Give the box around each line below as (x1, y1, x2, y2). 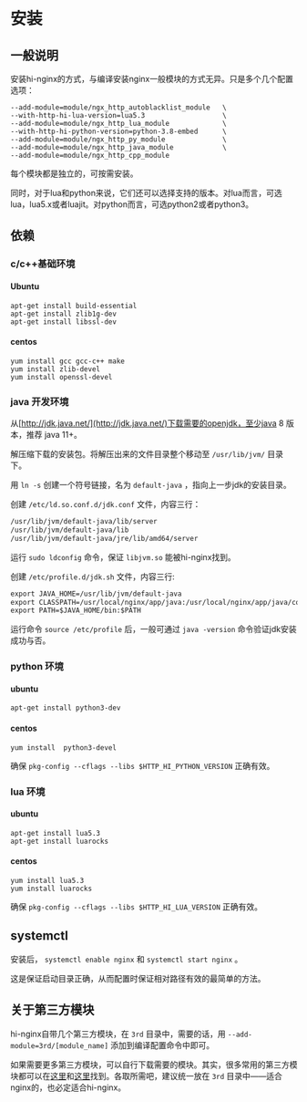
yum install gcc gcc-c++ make (10, 357, 126, 366)
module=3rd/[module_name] (10, 1041, 108, 1050)
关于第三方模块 (10, 1003, 95, 1018)
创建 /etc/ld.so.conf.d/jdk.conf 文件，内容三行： (10, 499, 201, 510)
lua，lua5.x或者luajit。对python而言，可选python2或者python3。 (10, 199, 254, 210)
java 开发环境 (10, 395, 69, 408)
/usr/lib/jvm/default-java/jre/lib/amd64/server (10, 534, 199, 543)
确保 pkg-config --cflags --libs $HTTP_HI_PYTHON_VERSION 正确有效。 (10, 760, 275, 771)
